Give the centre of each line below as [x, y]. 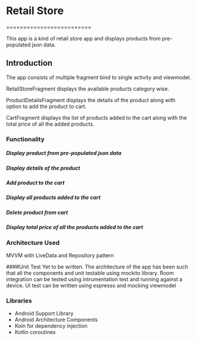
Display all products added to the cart [54, 197]
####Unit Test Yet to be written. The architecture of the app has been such [97, 267]
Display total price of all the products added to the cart [75, 227]
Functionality [26, 139]
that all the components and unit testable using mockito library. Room [90, 273]
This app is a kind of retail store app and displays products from [83, 38]
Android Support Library [44, 314]
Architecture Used [33, 243]
